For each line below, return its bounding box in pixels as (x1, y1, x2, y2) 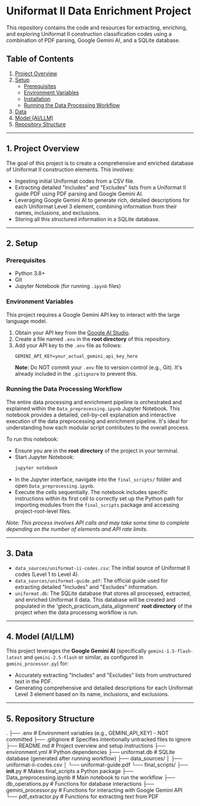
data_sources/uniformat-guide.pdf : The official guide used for (14, 577, 168, 584)
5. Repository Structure (6, 713, 95, 724)
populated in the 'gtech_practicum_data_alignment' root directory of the (14, 602, 192, 609)
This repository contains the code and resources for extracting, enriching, (6, 24, 187, 31)
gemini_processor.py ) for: (6, 660, 69, 667)
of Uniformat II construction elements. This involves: (6, 166, 135, 173)
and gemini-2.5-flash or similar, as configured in (23, 654, 144, 661)
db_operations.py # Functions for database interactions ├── (6, 780, 155, 787)
